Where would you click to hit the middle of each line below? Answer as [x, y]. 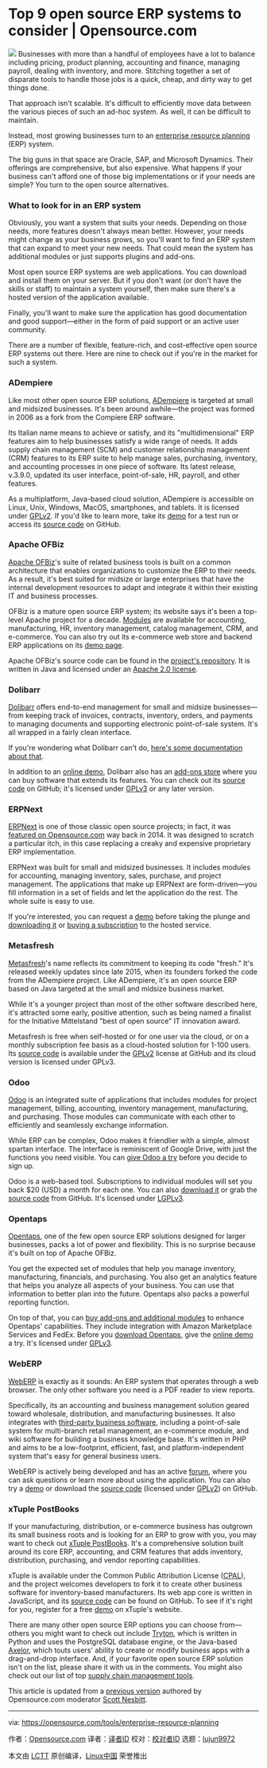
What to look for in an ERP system [75, 205]
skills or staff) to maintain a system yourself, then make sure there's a [122, 289]
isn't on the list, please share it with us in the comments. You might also [125, 1667]
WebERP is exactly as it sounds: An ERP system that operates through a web [133, 1381]
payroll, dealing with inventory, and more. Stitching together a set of [119, 70]
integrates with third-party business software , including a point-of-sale [124, 1422]
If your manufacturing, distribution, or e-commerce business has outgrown [130, 1526]
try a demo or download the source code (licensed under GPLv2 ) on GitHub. [133, 1488]
